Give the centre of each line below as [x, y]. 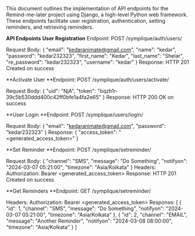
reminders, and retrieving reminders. [50, 27]
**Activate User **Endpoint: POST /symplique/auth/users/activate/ [88, 79]
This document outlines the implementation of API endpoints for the [87, 8]
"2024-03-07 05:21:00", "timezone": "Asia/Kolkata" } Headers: [81, 167]
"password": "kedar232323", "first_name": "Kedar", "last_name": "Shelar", [95, 56]
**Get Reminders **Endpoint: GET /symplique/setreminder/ [79, 191]
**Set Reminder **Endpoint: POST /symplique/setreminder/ [79, 150]
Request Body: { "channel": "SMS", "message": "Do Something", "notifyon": [97, 161]
